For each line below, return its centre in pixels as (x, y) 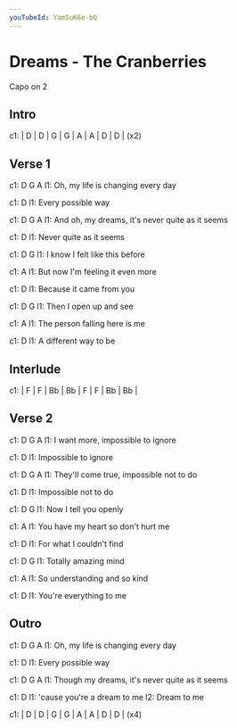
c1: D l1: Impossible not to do (61, 492)
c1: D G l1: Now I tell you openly (66, 509)
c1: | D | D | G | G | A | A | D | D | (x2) (76, 136)
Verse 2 (31, 419)
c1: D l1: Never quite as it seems (67, 237)
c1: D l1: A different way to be (62, 341)
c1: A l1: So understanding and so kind (79, 578)
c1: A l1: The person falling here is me (77, 324)
